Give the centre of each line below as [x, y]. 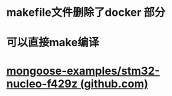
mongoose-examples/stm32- [83, 71]
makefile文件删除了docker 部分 [86, 12]
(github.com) [114, 84]
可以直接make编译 [53, 43]
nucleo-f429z [42, 84]
